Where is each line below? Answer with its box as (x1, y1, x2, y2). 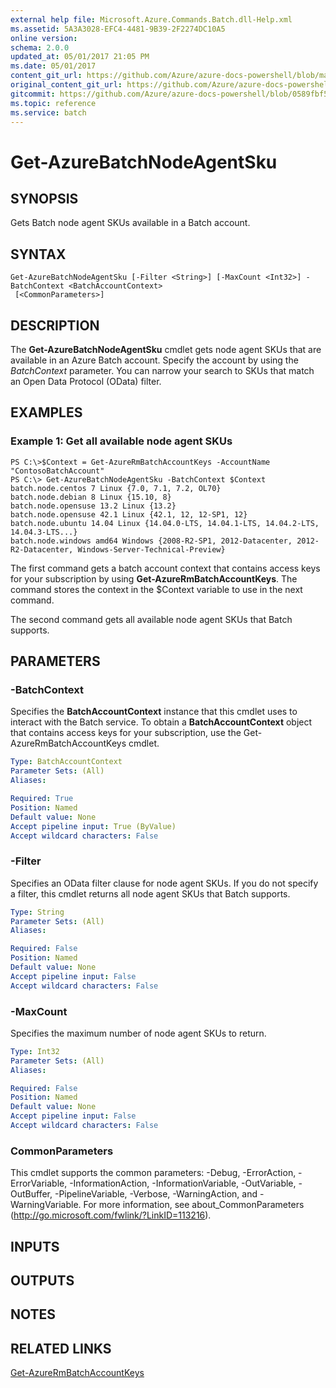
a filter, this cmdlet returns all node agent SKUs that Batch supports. (10, 887, 291, 900)
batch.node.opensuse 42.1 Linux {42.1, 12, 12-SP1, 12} (10, 509, 248, 520)
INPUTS (10, 1238, 60, 1255)
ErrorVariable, (10, 1177, 68, 1190)
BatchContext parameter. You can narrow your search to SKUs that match (10, 365, 315, 376)
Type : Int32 (10, 1046, 60, 1056)
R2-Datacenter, (10, 544, 74, 555)
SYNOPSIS (10, 190, 79, 207)
